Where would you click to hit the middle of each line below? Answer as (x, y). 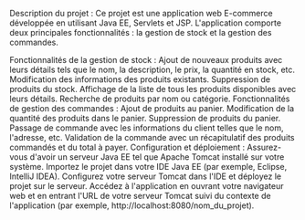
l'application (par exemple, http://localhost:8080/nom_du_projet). (132, 205)
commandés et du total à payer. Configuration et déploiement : (127, 147)
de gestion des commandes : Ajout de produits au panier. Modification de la (152, 108)
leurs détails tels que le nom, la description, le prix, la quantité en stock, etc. (152, 69)
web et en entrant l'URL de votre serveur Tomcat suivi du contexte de (140, 196)
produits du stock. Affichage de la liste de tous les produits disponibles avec (153, 89)
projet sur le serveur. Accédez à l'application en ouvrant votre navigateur (147, 186)
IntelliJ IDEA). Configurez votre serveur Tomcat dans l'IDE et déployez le (145, 176)
